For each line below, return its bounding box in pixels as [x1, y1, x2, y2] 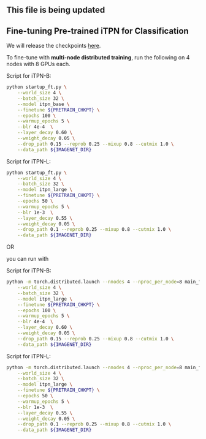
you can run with [6, 255, 49, 263]
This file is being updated [6, 5, 105, 15]
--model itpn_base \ [17, 101, 70, 107]
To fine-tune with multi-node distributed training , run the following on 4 [6, 54, 190, 61]
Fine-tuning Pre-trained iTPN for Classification [6, 26, 189, 36]
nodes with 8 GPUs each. [6, 61, 71, 68]
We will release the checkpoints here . [6, 42, 101, 50]
